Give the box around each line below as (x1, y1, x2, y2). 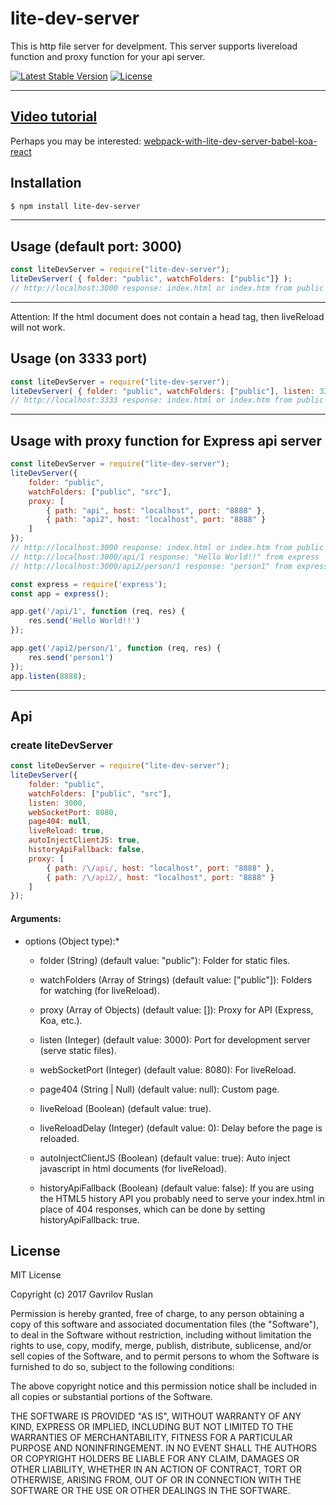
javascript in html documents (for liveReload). (39, 1162, 227, 1174)
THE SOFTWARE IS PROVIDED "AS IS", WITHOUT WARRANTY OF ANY (10, 1410, 302, 1422)
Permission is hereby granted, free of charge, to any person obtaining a (10, 1308, 305, 1320)
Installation (10, 175, 82, 192)
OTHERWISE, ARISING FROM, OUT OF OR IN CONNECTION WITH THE (10, 1474, 302, 1486)
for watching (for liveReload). (39, 984, 160, 996)
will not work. (10, 321, 66, 333)
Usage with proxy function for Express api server (10, 432, 323, 449)
